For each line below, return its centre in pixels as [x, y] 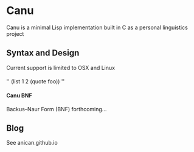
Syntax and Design [43, 53]
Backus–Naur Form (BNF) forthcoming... [57, 109]
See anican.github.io [32, 143]
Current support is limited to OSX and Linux [61, 67]
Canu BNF [19, 95]
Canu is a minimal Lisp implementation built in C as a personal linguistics [97, 27]
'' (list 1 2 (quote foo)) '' [36, 81]
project [15, 33]
